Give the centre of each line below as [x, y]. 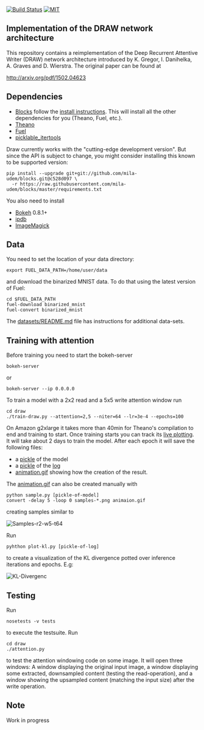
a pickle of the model [42, 459]
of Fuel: [16, 288]
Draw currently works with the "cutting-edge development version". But [96, 149]
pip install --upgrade [35, 173]
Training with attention [50, 341]
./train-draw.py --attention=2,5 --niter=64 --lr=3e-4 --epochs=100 [95, 417]
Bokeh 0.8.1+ [31, 212]
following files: [25, 448]
